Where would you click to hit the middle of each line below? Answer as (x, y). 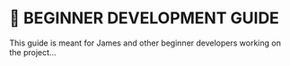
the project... (33, 52)
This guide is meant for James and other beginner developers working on (145, 43)
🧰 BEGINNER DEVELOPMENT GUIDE (145, 18)
